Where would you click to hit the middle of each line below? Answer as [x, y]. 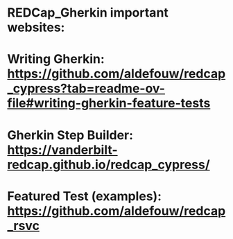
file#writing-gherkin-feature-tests [109, 104]
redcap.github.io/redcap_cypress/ [109, 165]
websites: [36, 27]
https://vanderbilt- [62, 150]
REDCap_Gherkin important [88, 13]
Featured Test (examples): [84, 196]
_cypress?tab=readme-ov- [86, 89]
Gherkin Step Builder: [70, 135]
